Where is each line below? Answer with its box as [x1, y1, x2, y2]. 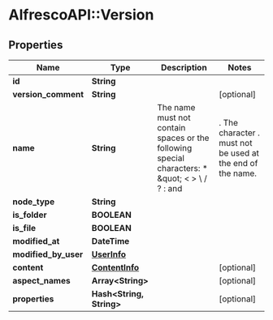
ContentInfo [91, 262, 140, 273]
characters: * [157, 163, 209, 173]
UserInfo [91, 249, 127, 260]
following [157, 143, 193, 153]
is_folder [12, 209, 47, 220]
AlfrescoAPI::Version [8, 6, 154, 24]
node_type [12, 196, 55, 207]
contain [157, 122, 186, 133]
